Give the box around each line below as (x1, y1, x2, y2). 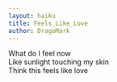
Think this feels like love (8, 66, 89, 76)
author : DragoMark (8, 27, 70, 35)
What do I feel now (8, 49, 71, 59)
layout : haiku (8, 11, 56, 20)
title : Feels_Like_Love (8, 19, 89, 27)
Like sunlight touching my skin (8, 57, 110, 67)
